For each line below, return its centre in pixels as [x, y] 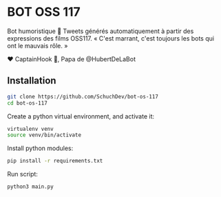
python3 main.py [30, 187]
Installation [32, 81]
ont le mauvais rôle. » [38, 45]
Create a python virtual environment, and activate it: [81, 116]
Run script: [22, 174]
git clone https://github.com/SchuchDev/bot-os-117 [83, 96]
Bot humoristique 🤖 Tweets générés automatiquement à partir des [101, 31]
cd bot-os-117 [28, 103]
